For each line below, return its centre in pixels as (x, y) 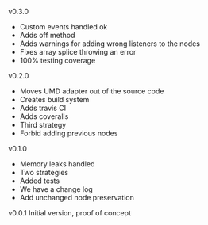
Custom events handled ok (64, 27)
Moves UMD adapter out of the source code (92, 91)
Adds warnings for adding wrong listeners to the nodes (110, 44)
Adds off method (47, 35)
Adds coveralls (44, 116)
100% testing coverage (58, 60)
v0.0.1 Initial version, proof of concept (69, 213)
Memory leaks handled (57, 164)
